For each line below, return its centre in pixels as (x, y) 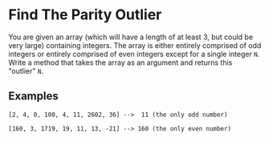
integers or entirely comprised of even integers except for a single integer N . (134, 54)
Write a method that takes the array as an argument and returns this (120, 62)
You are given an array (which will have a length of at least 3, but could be (131, 37)
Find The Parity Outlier (85, 15)
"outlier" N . (26, 70)
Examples (33, 97)
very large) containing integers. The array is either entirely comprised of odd (135, 45)
